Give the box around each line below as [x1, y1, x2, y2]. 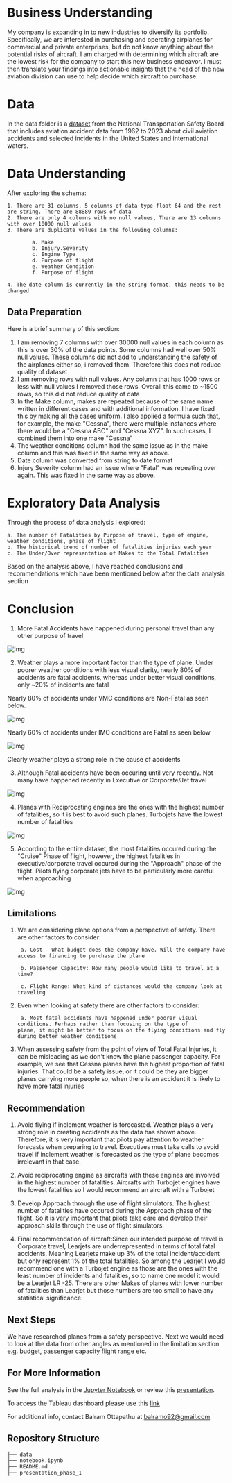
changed [7, 287, 30, 294]
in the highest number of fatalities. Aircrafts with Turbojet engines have [17, 1178, 220, 1187]
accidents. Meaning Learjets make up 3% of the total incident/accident [17, 1250, 220, 1258]
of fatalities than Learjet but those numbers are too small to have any [17, 1287, 214, 1295]
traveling [17, 989, 46, 996]
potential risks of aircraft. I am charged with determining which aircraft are [7, 50, 220, 58]
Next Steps [7, 1314, 56, 1325]
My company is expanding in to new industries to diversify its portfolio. [7, 28, 209, 36]
